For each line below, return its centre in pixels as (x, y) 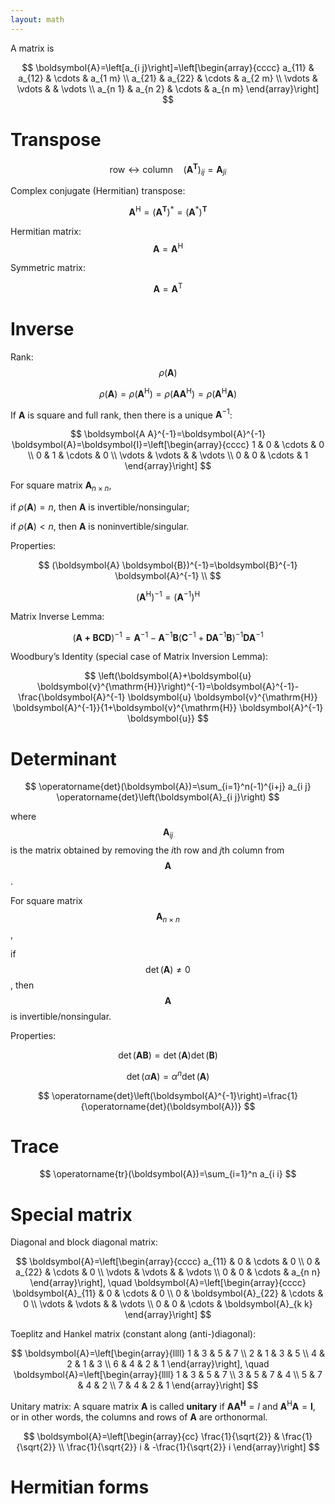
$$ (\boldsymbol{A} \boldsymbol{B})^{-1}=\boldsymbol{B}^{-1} (168, 565)
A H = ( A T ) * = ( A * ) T (168, 211)
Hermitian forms (80, 1487)
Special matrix (71, 1214)
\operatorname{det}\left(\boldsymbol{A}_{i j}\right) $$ (168, 797)
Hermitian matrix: (46, 231)
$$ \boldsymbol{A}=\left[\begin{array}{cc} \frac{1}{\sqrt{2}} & (151, 1437)
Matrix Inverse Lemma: (57, 616)
